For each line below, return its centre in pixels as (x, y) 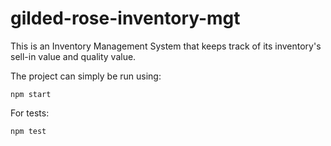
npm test (28, 131)
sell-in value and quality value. (73, 56)
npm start (31, 94)
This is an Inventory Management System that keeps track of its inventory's (166, 46)
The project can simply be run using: (86, 76)
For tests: (30, 113)
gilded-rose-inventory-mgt (125, 18)
